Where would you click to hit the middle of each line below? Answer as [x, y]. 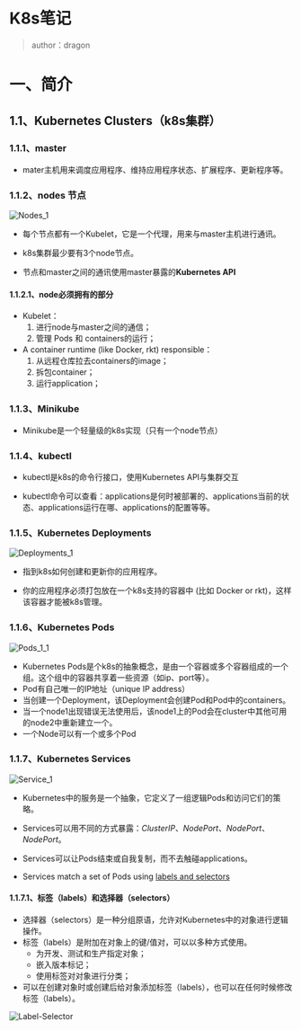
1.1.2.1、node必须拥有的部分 [62, 294]
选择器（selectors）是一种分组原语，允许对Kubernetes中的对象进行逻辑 [155, 919]
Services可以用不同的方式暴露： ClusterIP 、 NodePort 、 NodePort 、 [146, 828]
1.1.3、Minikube [44, 409]
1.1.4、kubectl [40, 456]
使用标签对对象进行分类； [83, 976]
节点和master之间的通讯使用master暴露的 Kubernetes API [129, 272]
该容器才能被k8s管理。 [65, 602]
